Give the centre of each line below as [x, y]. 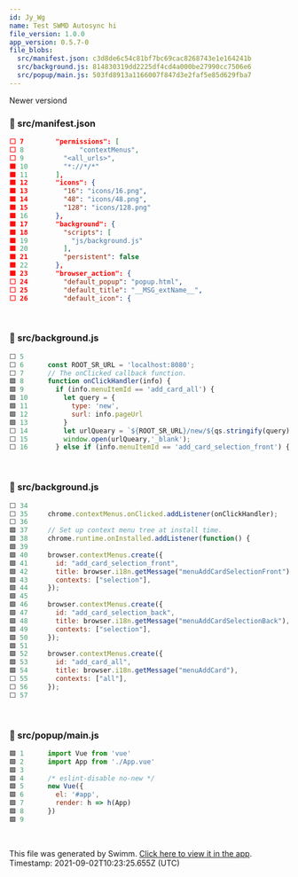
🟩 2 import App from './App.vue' [82, 762]
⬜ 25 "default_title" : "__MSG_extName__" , [106, 290]
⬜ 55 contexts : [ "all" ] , [68, 679]
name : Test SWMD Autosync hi [63, 26]
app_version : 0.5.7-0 [49, 42]
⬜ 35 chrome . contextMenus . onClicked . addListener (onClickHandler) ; [144, 514]
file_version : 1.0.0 [47, 34]
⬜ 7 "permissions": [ [64, 142]
